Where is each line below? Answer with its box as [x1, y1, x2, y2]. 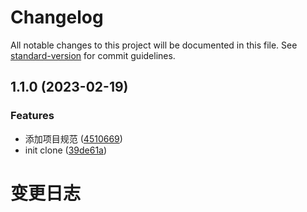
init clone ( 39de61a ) [24, 144, 108, 156]
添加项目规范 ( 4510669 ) [24, 132, 123, 145]
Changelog [10, 6, 104, 29]
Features [10, 109, 55, 123]
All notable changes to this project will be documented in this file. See [10, 39, 298, 51]
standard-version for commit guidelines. [10, 49, 176, 61]
